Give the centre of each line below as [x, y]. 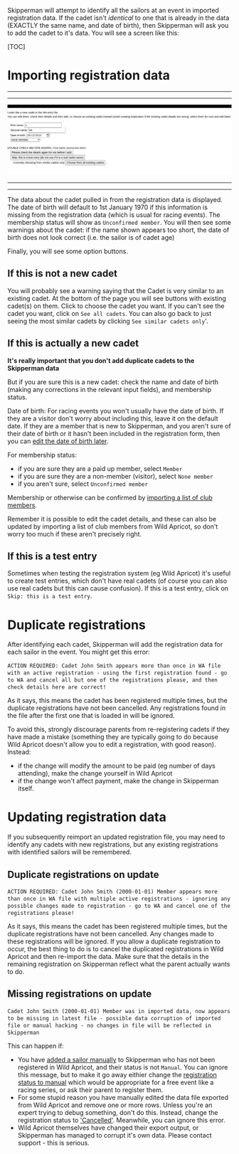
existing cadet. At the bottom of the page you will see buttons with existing [117, 298]
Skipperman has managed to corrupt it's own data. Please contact [115, 1135]
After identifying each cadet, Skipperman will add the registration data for [115, 645]
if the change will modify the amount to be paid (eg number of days [116, 766]
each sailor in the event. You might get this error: [79, 652]
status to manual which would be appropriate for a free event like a [116, 1082]
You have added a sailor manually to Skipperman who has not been [116, 1059]
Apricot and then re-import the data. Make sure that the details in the [108, 957]
